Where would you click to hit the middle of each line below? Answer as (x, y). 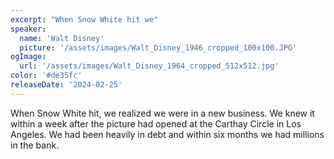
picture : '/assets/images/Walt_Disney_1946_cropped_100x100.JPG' (158, 47)
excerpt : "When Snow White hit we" (84, 19)
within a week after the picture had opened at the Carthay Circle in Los (156, 123)
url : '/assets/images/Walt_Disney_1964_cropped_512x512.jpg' (149, 66)
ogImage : (28, 57)
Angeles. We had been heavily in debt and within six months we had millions (167, 134)
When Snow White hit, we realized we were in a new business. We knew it (162, 113)
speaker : (28, 29)
